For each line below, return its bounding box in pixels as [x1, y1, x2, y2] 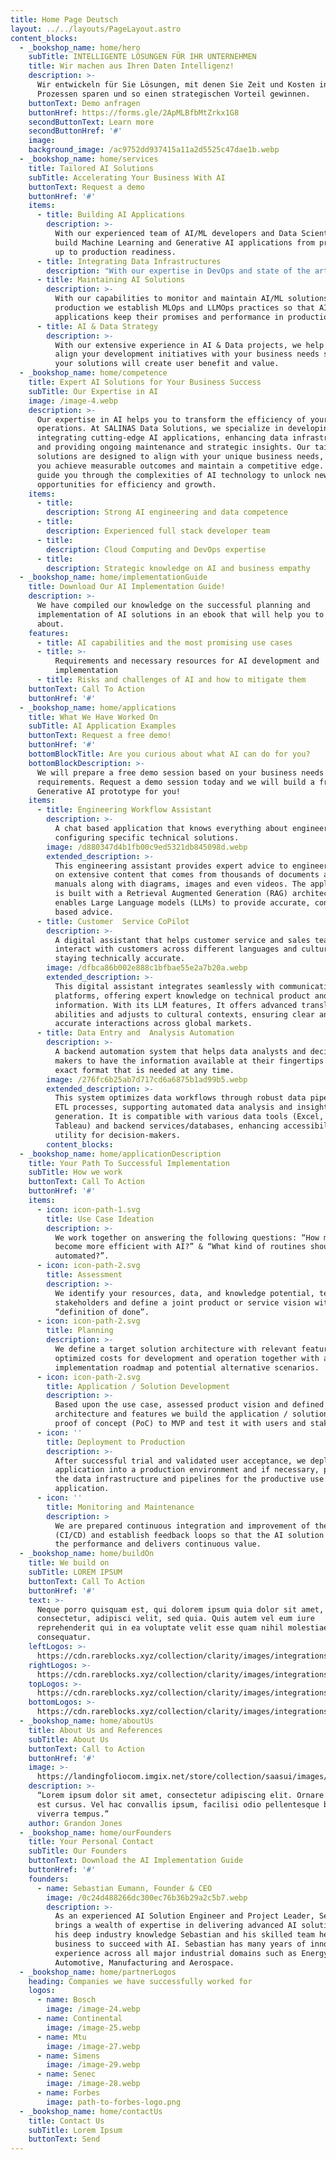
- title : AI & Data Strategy [36, 321, 159, 331]
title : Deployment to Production [46, 1437, 186, 1447]
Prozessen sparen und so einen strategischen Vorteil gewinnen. [36, 89, 311, 99]
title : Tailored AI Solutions [28, 163, 155, 173]
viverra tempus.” [36, 1809, 110, 1819]
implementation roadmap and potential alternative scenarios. [54, 1362, 320, 1373]
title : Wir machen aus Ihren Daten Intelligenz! [28, 61, 235, 71]
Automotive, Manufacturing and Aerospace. [54, 1957, 235, 1968]
